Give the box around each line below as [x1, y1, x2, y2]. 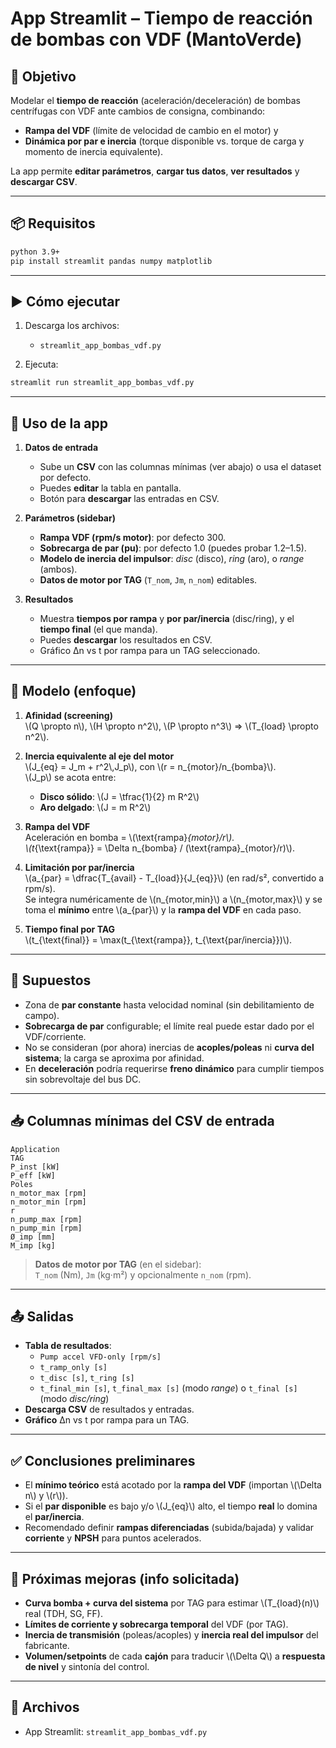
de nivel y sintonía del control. [24, 1660, 150, 1672]
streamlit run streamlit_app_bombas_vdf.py [10, 378, 195, 388]
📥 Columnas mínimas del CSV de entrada [10, 1113, 275, 1130]
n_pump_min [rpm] [10, 1223, 83, 1233]
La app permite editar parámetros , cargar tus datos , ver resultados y [10, 165, 300, 177]
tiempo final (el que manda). [39, 623, 158, 636]
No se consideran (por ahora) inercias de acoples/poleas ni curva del [24, 1041, 315, 1053]
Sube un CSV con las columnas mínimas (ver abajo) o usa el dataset [39, 461, 322, 473]
